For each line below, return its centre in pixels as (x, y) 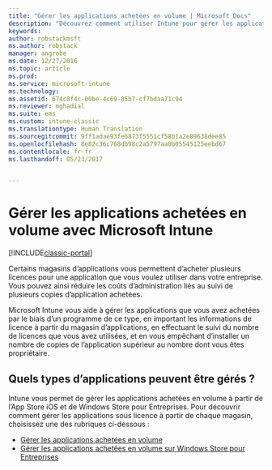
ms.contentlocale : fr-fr (50, 152)
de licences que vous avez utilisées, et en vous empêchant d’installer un (129, 336)
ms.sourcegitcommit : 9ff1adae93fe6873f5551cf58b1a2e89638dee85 (117, 136)
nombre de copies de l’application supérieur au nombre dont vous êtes (126, 344)
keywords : (25, 31)
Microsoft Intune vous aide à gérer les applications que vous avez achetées (134, 310)
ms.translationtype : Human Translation (76, 129)
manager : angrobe (38, 53)
